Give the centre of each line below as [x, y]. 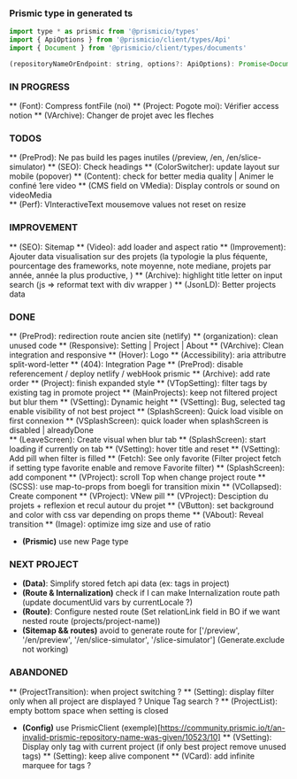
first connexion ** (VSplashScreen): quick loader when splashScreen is [139, 420]
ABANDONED [39, 673]
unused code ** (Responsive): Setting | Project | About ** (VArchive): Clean [147, 345]
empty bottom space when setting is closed [89, 710]
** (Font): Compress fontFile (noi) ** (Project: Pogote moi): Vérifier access [144, 106]
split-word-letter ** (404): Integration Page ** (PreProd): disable [126, 364]
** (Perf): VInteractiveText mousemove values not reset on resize [128, 204]
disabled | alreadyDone [52, 430]
